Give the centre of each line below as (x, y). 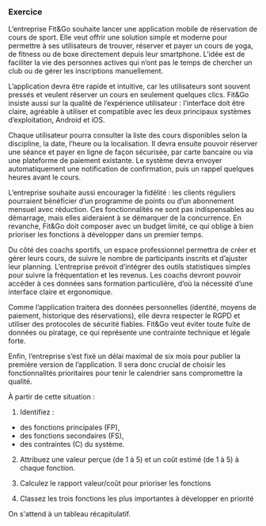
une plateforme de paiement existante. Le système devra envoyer (115, 161)
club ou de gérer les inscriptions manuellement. (86, 71)
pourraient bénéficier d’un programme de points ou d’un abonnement (121, 201)
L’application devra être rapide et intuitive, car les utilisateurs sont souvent (129, 86)
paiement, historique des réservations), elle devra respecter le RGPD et (124, 316)
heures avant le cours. (45, 177)
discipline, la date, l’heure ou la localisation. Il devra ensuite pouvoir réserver (133, 144)
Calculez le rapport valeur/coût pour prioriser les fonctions (115, 483)
